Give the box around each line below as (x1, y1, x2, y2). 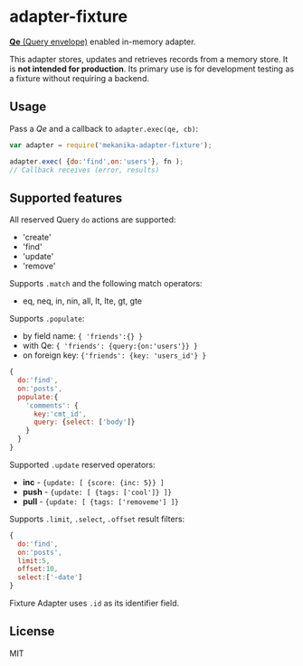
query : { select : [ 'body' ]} (33, 417, 136, 427)
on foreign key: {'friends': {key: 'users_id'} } (22, 350, 206, 361)
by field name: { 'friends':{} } (22, 331, 143, 342)
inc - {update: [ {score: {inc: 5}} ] (22, 476, 165, 487)
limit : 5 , (17, 556, 51, 566)
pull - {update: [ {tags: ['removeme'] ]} (22, 495, 179, 507)
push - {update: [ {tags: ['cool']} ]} (22, 486, 172, 497)
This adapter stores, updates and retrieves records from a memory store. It (9, 53, 289, 64)
